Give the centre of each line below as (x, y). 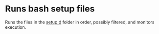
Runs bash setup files (50, 9)
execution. (16, 27)
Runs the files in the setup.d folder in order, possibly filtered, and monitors (80, 22)
